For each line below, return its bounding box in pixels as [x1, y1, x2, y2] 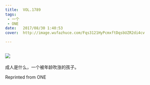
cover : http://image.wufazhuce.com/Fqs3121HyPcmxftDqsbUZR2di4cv [5, 30, 145, 35]
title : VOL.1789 [5, 7, 41, 12]
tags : [5, 12, 16, 17]
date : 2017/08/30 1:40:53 [5, 26, 63, 31]
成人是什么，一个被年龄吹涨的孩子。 [5, 64, 79, 70]
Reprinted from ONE [5, 74, 47, 80]
